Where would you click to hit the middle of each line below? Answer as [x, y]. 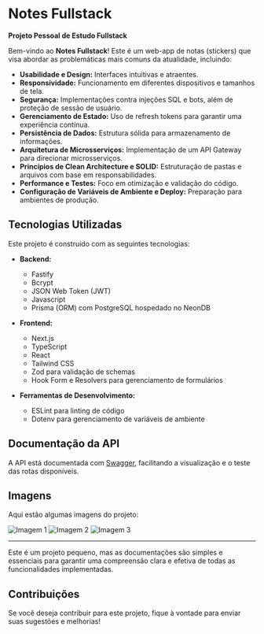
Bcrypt [42, 282]
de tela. [32, 91]
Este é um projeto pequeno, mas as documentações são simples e [115, 553]
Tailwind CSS [53, 363]
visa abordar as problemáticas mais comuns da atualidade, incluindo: [120, 59]
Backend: [35, 259]
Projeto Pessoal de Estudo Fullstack [68, 35]
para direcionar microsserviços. [71, 158]
